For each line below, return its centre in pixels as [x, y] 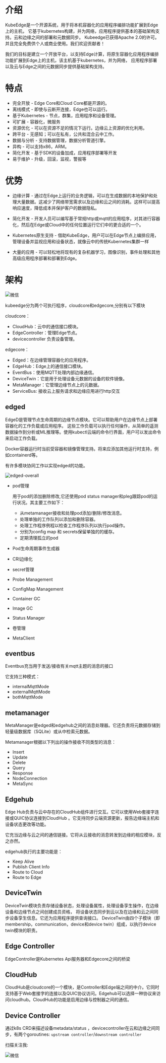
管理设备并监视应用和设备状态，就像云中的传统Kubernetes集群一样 [81, 241]
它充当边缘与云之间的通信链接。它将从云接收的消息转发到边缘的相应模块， [81, 835]
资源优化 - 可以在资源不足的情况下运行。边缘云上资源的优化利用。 [80, 128]
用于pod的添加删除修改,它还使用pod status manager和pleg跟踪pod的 [83, 496]
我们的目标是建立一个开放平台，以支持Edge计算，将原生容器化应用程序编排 [82, 54]
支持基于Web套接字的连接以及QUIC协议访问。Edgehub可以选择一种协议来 [81, 993]
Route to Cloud [28, 872]
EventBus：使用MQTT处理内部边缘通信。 [54, 372]
